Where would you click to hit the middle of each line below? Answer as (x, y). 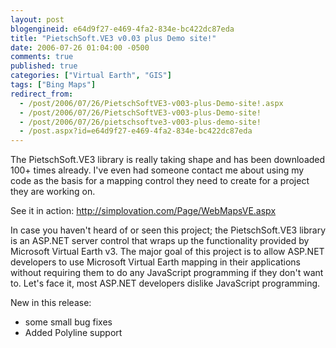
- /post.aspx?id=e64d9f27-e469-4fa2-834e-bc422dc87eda (136, 131)
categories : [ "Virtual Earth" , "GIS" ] (91, 76)
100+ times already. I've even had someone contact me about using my (157, 170)
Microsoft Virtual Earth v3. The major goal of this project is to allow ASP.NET (167, 252)
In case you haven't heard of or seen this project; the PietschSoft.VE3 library (168, 230)
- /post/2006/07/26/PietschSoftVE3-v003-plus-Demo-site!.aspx (151, 103)
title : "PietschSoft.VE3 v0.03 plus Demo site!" (113, 38)
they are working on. (53, 192)
